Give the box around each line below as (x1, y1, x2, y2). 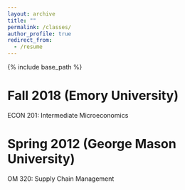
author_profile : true (7, 30, 72, 38)
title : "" (7, 17, 37, 24)
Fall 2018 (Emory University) (7, 88, 179, 104)
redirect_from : (7, 37, 53, 44)
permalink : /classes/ (7, 23, 72, 30)
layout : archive (7, 10, 55, 18)
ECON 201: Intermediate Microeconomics (7, 111, 129, 119)
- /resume (14, 43, 43, 50)
